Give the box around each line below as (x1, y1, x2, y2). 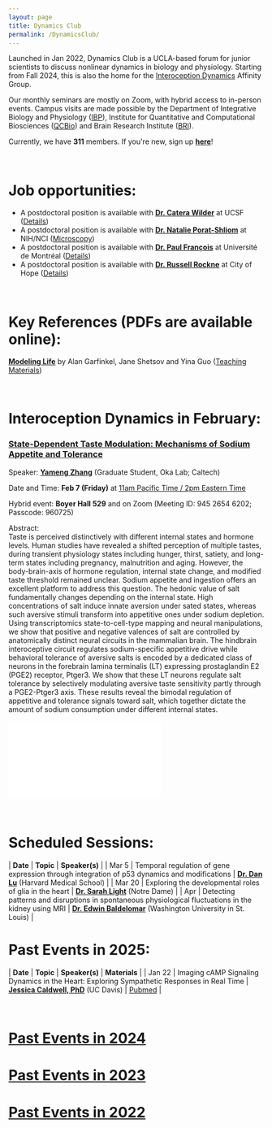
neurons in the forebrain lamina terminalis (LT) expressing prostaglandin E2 (8, 661, 260, 670)
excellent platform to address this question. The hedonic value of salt (8, 584, 240, 593)
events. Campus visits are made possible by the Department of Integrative (8, 104, 257, 114)
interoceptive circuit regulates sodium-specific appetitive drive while (8, 644, 238, 653)
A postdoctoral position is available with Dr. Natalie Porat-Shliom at (19, 225, 247, 235)
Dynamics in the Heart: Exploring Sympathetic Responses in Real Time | (8, 976, 249, 986)
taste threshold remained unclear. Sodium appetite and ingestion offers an (8, 575, 257, 584)
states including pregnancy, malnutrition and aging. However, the (25, 557, 244, 567)
